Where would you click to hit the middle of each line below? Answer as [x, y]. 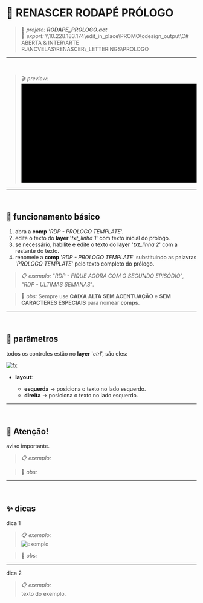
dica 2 [14, 573]
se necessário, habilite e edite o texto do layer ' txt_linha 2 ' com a [96, 244]
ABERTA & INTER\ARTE [50, 42]
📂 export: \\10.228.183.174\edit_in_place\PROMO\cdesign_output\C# [105, 36]
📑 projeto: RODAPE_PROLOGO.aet [64, 30]
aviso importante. [28, 446]
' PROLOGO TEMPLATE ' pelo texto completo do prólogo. [85, 264]
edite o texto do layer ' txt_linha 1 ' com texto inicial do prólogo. [92, 238]
